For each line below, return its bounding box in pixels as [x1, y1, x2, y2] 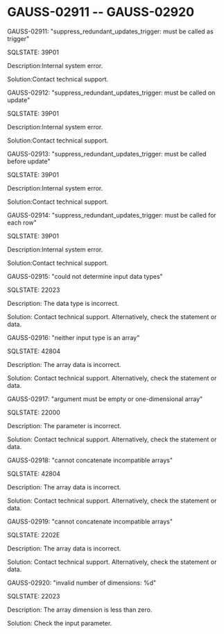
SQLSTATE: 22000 [7, 408, 60, 416]
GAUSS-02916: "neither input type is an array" [7, 333, 140, 341]
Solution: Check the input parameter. [7, 619, 112, 627]
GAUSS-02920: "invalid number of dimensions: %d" [7, 578, 157, 587]
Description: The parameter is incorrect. [7, 421, 122, 430]
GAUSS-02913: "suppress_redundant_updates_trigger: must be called [7, 149, 207, 158]
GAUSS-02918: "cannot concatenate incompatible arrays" [7, 456, 173, 464]
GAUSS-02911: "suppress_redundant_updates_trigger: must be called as [7, 27, 214, 35]
